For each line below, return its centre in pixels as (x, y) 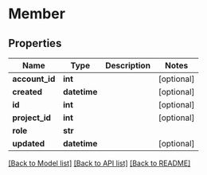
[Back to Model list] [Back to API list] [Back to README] (100, 163)
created (27, 92)
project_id (32, 118)
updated (29, 144)
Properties (35, 43)
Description (128, 66)
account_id (34, 79)
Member (37, 14)
